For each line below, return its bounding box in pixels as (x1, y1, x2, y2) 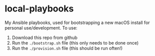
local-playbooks (4, 3, 74, 14)
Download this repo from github (11, 34, 78, 40)
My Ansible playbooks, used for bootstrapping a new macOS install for (4, 19, 150, 25)
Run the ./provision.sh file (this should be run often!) (11, 45, 123, 51)
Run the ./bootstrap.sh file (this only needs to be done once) (11, 39, 139, 45)
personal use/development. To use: (4, 24, 78, 30)
